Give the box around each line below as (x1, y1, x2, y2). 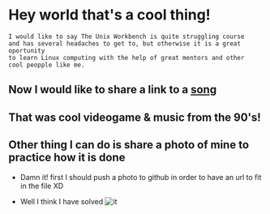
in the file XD (19, 181, 64, 190)
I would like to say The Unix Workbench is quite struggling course (8, 32, 245, 41)
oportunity (8, 46, 45, 54)
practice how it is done (8, 151, 126, 165)
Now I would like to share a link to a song (8, 83, 217, 96)
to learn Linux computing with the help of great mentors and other (8, 53, 245, 62)
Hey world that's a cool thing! (8, 6, 211, 24)
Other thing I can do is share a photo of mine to (8, 138, 250, 152)
